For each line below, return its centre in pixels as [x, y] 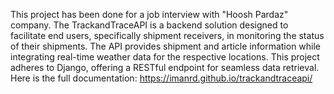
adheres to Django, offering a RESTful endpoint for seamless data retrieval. [165, 67]
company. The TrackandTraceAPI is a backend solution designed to [149, 25]
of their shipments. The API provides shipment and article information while [166, 46]
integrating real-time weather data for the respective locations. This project [165, 57]
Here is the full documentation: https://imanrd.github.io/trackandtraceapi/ [161, 78]
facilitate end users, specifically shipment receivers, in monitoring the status [167, 35]
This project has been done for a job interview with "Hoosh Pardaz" [149, 14]
